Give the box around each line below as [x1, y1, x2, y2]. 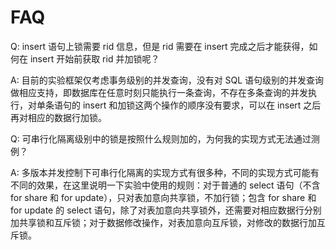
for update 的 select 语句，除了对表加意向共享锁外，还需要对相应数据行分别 [10, 204, 322, 216]
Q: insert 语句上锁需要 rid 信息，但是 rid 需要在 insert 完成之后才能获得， [10, 40, 310, 52]
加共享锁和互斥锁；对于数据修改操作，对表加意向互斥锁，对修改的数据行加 [10, 216, 317, 228]
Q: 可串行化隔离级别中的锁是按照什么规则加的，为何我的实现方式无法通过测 [10, 132, 320, 145]
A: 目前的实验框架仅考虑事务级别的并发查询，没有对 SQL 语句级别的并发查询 [10, 74, 325, 86]
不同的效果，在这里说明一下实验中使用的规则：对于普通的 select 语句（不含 [10, 179, 321, 191]
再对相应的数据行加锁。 [10, 111, 107, 123]
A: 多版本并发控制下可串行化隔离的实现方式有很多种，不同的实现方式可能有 [10, 166, 320, 178]
